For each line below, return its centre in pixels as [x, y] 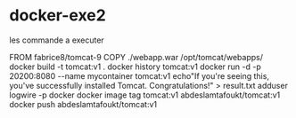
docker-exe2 [58, 16]
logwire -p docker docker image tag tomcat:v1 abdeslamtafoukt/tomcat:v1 [145, 95]
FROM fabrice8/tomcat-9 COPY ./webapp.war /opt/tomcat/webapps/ [136, 57]
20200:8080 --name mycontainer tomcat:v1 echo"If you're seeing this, [140, 75]
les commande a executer [57, 40]
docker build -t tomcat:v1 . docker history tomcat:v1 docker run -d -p [135, 67]
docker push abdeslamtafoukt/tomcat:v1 [83, 104]
